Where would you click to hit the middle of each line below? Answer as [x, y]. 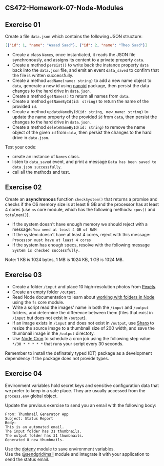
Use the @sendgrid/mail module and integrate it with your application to [77, 454]
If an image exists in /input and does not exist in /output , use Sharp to [83, 323]
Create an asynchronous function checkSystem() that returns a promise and [81, 199]
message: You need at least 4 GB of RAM [54, 229]
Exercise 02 [23, 187]
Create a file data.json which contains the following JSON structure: [74, 37]
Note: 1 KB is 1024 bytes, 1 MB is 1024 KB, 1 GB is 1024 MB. [64, 259]
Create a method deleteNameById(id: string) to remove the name [79, 127]
